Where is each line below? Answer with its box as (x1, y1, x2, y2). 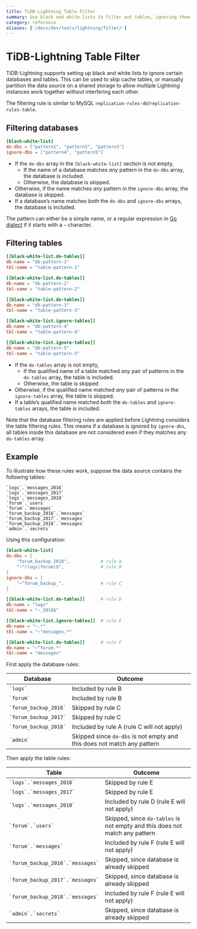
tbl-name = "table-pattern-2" (6, 286, 80, 292)
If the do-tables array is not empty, (14, 361, 100, 368)
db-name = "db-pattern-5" (6, 345, 69, 351)
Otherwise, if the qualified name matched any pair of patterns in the (14, 386, 179, 393)
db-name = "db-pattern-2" (6, 280, 69, 286)
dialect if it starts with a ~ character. (6, 221, 93, 228)
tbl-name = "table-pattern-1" (6, 265, 80, 270)
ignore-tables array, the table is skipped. (14, 392, 114, 399)
